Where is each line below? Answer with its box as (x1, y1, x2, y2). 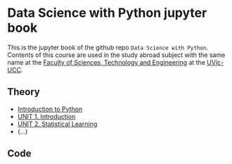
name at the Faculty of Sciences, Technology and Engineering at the (7, 58, 206, 66)
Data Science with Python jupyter (7, 5, 207, 21)
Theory (7, 86, 41, 98)
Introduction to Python (17, 104, 83, 113)
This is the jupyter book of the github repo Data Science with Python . (7, 43, 209, 51)
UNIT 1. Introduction (17, 112, 76, 120)
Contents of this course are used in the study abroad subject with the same (7, 51, 226, 59)
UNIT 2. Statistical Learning (17, 120, 98, 128)
